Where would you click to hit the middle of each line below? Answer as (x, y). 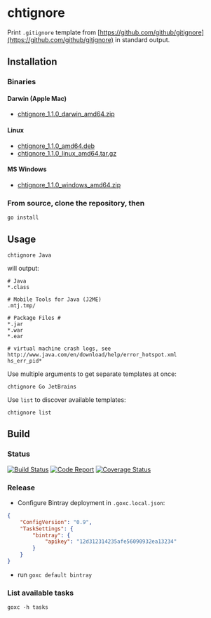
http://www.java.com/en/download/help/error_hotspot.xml (92, 355)
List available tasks (41, 593)
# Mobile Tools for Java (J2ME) (54, 300)
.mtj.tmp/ (22, 305)
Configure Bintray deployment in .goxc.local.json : (91, 502)
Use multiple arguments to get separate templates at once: (92, 374)
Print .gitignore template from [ (54, 32)
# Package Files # (34, 318)
